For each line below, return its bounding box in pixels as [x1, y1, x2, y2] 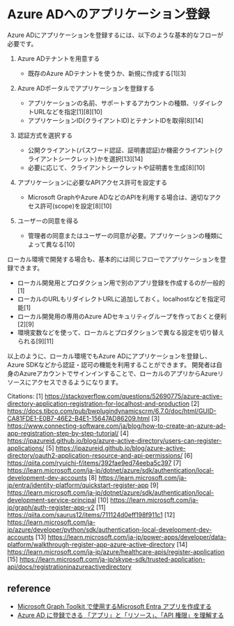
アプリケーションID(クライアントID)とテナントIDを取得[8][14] [27, 116, 204, 124]
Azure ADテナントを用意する [17, 54, 100, 63]
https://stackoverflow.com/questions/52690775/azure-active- [44, 392, 223, 400]
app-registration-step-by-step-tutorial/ [7, 428, 119, 437]
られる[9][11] [17, 336, 54, 345]
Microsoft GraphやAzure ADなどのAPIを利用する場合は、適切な [27, 193, 210, 201]
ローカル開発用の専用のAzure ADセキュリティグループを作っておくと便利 [17, 312, 227, 320]
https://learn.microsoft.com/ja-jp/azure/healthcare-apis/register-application [7, 547, 225, 556]
